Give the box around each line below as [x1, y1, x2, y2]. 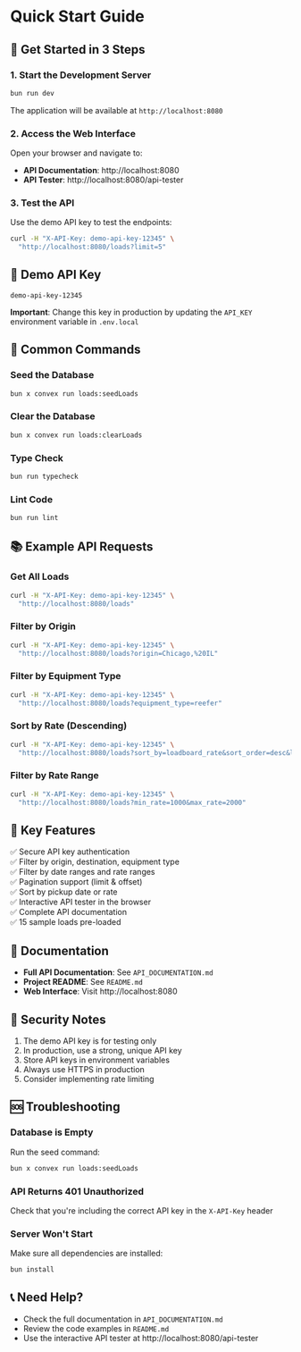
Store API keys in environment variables [22, 1054, 171, 1065]
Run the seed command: [10, 1146, 101, 1157]
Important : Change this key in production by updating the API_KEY [10, 307, 253, 317]
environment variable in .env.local [10, 315, 139, 327]
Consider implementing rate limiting [22, 1074, 155, 1085]
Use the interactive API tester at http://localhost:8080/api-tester [22, 1332, 259, 1343]
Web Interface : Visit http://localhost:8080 [22, 986, 178, 997]
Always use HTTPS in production [22, 1064, 146, 1075]
